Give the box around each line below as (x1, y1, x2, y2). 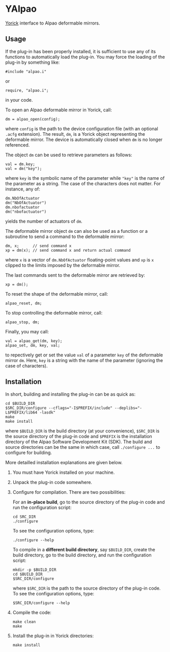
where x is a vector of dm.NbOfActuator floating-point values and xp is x (5, 256, 154, 263)
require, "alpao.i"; (5, 88, 49, 93)
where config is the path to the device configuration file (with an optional (5, 126, 159, 132)
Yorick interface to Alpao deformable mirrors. (5, 20, 100, 26)
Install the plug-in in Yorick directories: (12, 633, 94, 639)
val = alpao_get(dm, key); (5, 338, 63, 344)
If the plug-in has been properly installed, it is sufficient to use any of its (5, 48, 156, 54)
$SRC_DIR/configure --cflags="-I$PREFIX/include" (5, 405, 113, 410)
